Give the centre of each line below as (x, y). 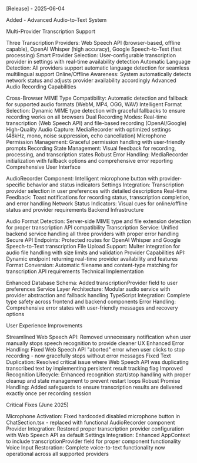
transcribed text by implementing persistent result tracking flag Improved (95, 368)
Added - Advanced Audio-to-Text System (56, 20)
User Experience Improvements (44, 326)
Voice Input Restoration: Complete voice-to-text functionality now (86, 447)
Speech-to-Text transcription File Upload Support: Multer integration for (93, 246)
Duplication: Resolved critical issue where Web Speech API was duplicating (98, 362)
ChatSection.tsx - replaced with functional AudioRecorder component (91, 422)
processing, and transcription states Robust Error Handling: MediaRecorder (97, 155)
